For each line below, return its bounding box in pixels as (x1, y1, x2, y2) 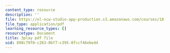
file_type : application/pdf (5, 21, 65, 27)
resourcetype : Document (5, 31, 56, 36)
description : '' (5, 12, 39, 17)
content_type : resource (5, 7, 56, 13)
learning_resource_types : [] (5, 26, 67, 31)
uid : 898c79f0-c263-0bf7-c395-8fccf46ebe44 (5, 40, 99, 45)
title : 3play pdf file (5, 36, 53, 41)
